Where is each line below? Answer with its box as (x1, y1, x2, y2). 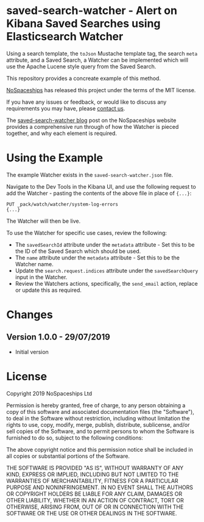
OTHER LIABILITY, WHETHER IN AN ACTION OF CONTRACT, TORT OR (6, 496, 184, 504)
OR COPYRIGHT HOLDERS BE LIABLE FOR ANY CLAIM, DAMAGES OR (6, 490, 183, 498)
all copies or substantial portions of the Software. (6, 452, 130, 460)
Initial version (15, 348, 49, 355)
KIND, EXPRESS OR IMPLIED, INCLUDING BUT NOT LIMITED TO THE (6, 471, 179, 478)
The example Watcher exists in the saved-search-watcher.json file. (6, 171, 174, 178)
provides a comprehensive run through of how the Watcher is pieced (6, 123, 179, 130)
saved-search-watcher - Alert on (6, 4, 178, 18)
